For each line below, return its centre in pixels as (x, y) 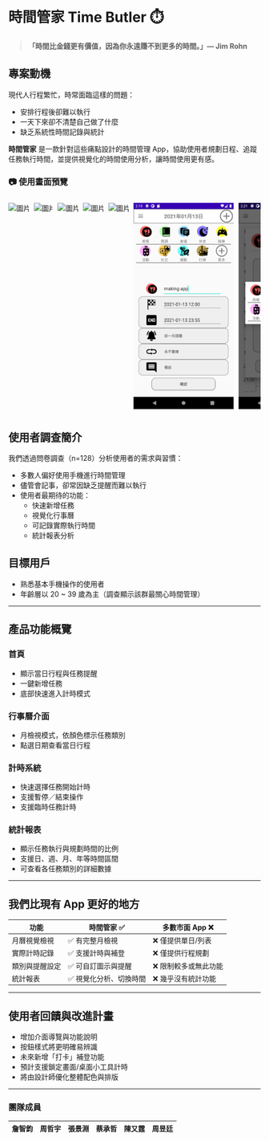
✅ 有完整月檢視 (93, 940)
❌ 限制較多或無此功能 (188, 966)
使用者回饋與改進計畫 (61, 1016)
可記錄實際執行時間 (64, 526)
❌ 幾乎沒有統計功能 (185, 978)
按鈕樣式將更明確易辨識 (58, 1047)
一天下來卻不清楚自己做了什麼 (69, 121)
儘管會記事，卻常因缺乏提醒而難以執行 (83, 485)
